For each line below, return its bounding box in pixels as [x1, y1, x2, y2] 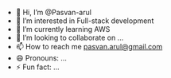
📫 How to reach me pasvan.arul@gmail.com [15, 42, 163, 51]
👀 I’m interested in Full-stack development [15, 16, 154, 25]
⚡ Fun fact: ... [15, 62, 60, 72]
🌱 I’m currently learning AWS [15, 25, 111, 33]
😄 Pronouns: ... [15, 53, 68, 63]
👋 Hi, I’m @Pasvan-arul [15, 8, 91, 17]
